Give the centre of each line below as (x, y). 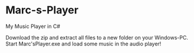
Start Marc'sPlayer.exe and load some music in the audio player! (83, 44)
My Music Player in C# (33, 26)
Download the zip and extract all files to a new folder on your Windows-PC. (97, 37)
